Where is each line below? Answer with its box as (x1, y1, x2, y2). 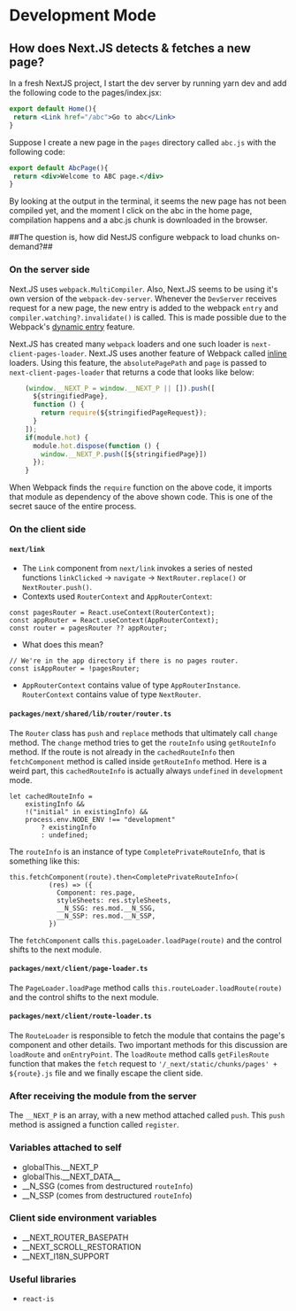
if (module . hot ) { (25, 433, 89, 442)
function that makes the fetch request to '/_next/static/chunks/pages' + (9, 1058, 277, 1068)
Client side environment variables (9, 1212, 157, 1224)
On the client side (9, 524, 87, 536)
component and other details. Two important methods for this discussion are (9, 1039, 288, 1050)
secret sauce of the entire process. (9, 501, 137, 512)
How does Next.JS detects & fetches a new (9, 41, 252, 56)
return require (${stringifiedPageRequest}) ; (41, 408, 208, 417)
